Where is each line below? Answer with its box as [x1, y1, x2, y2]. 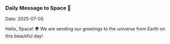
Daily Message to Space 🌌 [5, 4, 71, 11]
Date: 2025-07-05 [5, 16, 44, 22]
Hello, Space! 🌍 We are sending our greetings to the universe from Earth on [5, 26, 165, 32]
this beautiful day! [5, 33, 43, 39]
